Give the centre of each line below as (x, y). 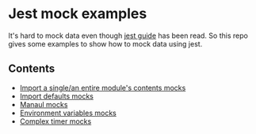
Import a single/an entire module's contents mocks (103, 87)
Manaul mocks (44, 104)
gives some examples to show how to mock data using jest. (105, 43)
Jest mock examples (78, 14)
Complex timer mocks (55, 121)
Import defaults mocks (56, 96)
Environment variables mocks (68, 113)
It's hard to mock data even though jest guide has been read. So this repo (128, 35)
